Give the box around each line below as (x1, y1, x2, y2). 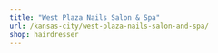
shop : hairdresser (9, 30, 79, 39)
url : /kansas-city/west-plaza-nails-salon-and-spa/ (9, 22, 209, 31)
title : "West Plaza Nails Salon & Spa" (9, 13, 161, 22)
